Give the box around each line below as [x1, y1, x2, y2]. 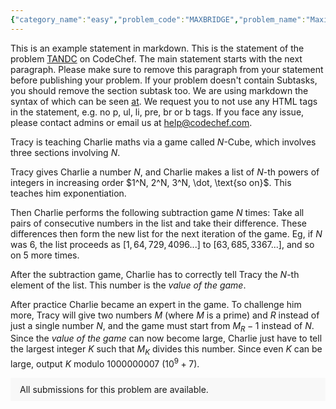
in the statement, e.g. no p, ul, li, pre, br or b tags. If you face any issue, [10, 106, 305, 118]
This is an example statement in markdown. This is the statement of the [10, 42, 305, 54]
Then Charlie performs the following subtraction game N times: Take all [10, 206, 305, 218]
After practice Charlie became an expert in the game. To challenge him [10, 298, 302, 310]
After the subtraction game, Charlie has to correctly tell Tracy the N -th [10, 268, 300, 280]
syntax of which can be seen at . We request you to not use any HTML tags [10, 95, 318, 107]
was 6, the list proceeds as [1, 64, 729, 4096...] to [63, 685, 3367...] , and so [10, 238, 315, 250]
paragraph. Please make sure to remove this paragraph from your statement [10, 63, 324, 75]
